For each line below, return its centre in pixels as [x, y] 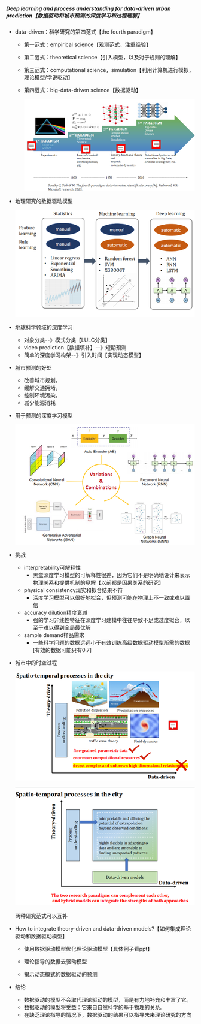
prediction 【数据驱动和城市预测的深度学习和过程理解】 [74, 16]
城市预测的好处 [33, 368]
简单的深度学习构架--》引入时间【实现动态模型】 [84, 355]
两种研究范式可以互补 [41, 916]
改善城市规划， [42, 380]
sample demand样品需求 [54, 635]
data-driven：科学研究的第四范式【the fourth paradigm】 [85, 31]
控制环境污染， [42, 395]
